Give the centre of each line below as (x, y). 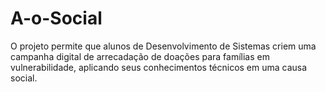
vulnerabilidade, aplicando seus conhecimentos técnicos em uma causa (159, 67)
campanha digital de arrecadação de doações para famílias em (140, 56)
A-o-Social (56, 18)
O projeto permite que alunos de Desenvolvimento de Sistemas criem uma (163, 46)
